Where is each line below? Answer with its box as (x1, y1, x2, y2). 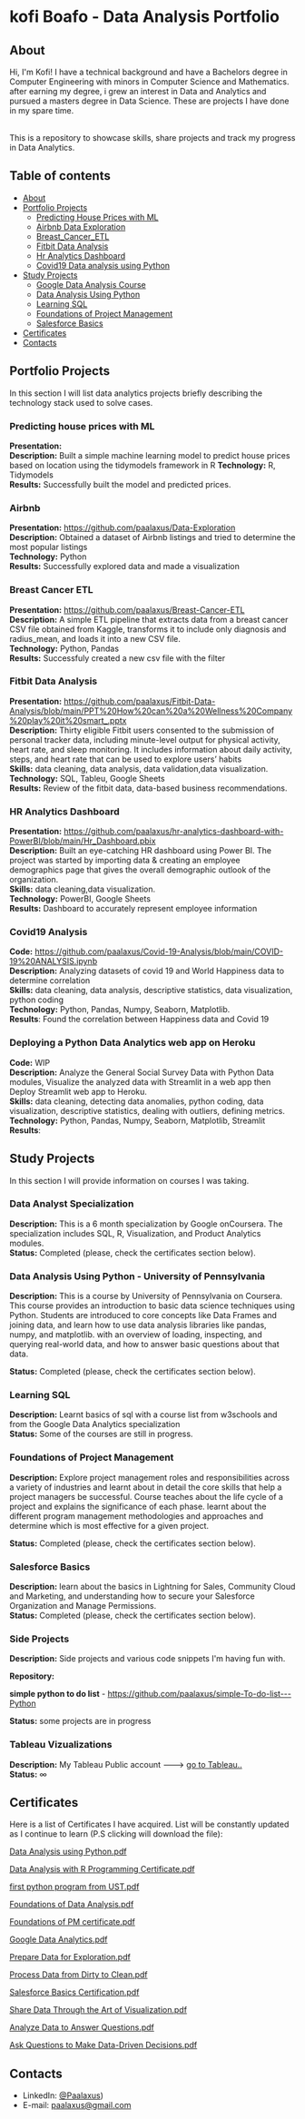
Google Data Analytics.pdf (9, 1934, 108, 1945)
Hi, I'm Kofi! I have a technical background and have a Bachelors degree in (9, 66, 288, 77)
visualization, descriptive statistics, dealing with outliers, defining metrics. (9, 1105, 286, 1116)
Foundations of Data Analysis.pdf (9, 1899, 134, 1910)
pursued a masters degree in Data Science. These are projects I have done (9, 95, 290, 106)
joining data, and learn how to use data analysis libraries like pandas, (9, 1319, 267, 1331)
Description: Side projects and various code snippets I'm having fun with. (9, 1653, 286, 1664)
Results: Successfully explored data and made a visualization (9, 561, 241, 572)
